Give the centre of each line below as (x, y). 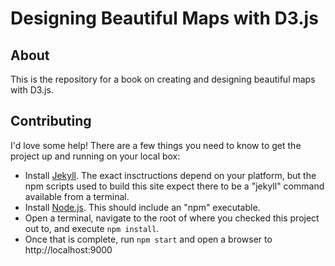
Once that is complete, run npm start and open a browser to (148, 239)
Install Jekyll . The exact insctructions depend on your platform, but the (170, 175)
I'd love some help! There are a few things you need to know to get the (156, 145)
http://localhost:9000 (68, 249)
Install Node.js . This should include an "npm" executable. (142, 207)
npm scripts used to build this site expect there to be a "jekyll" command (174, 186)
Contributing (51, 121)
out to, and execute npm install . (92, 228)
